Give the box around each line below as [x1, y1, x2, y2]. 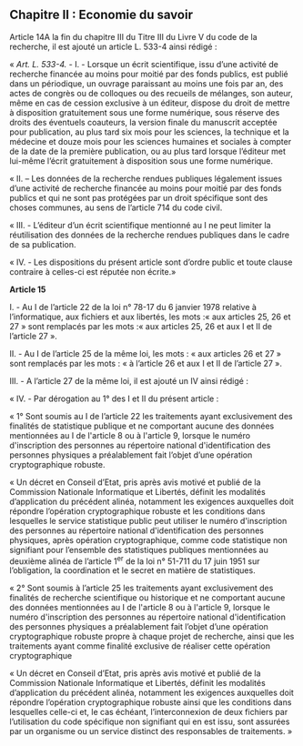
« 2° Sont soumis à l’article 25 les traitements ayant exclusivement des [9, 582, 274, 594]
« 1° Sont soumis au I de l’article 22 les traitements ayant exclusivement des [9, 410, 293, 421]
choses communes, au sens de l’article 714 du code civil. [9, 202, 223, 213]
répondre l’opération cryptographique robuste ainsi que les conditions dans [9, 697, 292, 708]
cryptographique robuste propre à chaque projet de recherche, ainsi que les [9, 631, 295, 642]
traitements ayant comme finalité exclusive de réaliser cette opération [9, 640, 271, 651]
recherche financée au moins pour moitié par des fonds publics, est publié [9, 68, 288, 79]
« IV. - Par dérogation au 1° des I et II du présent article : [9, 393, 219, 404]
